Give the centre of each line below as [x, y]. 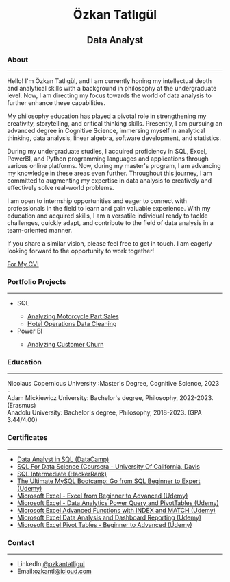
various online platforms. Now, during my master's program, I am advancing [114, 165]
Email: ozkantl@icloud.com [54, 571]
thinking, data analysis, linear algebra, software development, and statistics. [114, 138]
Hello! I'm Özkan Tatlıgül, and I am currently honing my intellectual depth [110, 81]
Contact [21, 542]
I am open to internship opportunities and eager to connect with [97, 201]
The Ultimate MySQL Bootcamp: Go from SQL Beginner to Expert [108, 481]
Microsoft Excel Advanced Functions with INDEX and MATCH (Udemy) [116, 510]
